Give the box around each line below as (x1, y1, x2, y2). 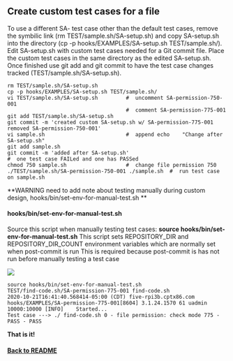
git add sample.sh (7, 143, 61, 150)
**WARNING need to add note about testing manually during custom (7, 186, 206, 194)
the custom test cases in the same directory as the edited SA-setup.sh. (7, 54, 211, 62)
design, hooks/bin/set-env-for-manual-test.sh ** (7, 193, 148, 202)
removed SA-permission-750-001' (7, 125, 101, 132)
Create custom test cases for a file (7, 6, 160, 17)
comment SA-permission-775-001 (135, 106, 227, 114)
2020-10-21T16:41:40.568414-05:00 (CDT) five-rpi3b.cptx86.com (7, 293, 195, 301)
